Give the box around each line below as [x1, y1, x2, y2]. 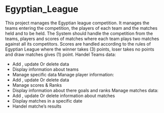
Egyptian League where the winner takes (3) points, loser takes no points [5, 46, 155, 52]
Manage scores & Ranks [12, 82, 62, 88]
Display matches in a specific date [12, 98, 83, 104]
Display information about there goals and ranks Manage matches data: [12, 87, 159, 93]
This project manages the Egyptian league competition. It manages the [5, 20, 150, 26]
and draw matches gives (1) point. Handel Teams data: [5, 51, 116, 57]
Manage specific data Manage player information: [12, 71, 114, 77]
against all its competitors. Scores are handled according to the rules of [5, 41, 151, 47]
